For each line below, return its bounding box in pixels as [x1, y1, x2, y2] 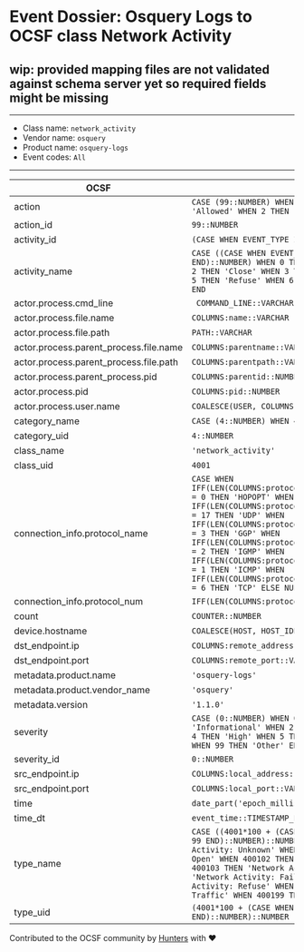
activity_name [14, 265, 72, 278]
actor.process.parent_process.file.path [14, 356, 179, 368]
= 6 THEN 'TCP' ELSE [191, 583, 280, 593]
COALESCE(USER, [191, 401, 257, 411]
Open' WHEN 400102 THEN [191, 854, 294, 864]
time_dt [14, 812, 46, 824]
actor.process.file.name [14, 311, 115, 324]
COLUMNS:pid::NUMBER [191, 387, 280, 397]
